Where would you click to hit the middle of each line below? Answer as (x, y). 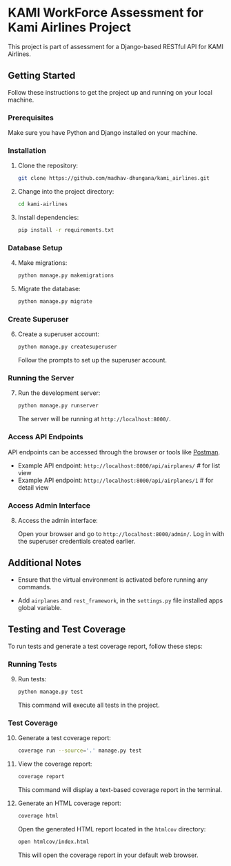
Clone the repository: (48, 166)
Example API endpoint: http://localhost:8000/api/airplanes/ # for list (119, 466)
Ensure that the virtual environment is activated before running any (113, 580)
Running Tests (32, 664)
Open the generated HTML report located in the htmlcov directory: (112, 829)
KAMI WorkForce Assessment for (106, 13)
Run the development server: (59, 393)
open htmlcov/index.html (53, 842)
